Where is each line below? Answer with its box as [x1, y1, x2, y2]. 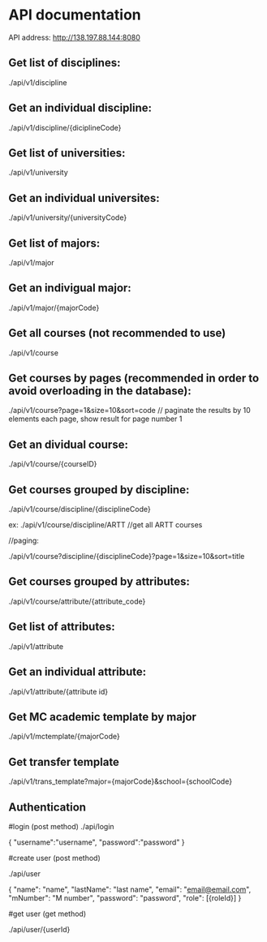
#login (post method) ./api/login [8, 821, 115, 831]
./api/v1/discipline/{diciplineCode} [8, 123, 122, 132]
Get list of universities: [8, 146, 126, 160]
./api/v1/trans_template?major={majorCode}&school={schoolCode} [8, 776, 233, 786]
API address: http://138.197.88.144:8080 [8, 32, 140, 42]
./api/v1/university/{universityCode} [8, 213, 127, 222]
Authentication [8, 800, 87, 814]
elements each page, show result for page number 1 [8, 414, 183, 424]
